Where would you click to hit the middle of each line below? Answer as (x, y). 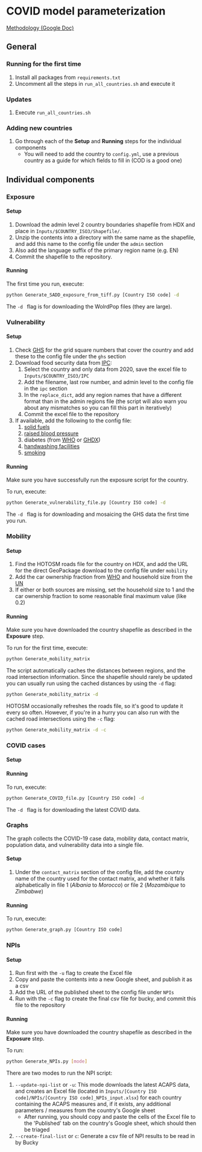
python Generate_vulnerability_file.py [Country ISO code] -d (86, 503)
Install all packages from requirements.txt (68, 77)
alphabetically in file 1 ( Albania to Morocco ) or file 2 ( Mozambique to (100, 885)
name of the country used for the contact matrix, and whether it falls (100, 879)
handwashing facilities (52, 446)
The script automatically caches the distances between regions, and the (96, 671)
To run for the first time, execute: (47, 648)
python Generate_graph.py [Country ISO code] (64, 930)
